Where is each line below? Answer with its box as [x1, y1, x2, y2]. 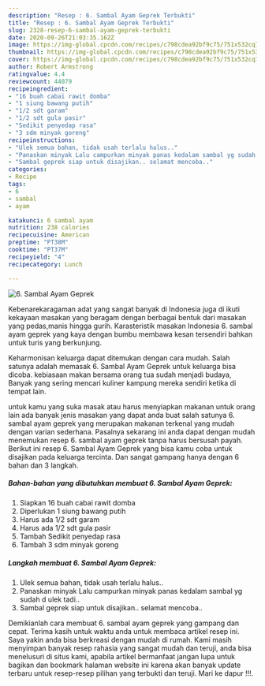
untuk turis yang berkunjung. [8, 337, 103, 347]
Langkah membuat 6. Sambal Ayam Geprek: [8, 558, 157, 568]
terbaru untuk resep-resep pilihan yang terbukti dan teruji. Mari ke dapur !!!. [8, 669, 254, 678]
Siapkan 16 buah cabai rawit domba [19, 498, 136, 508]
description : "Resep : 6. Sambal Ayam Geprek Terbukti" [8, 11, 196, 20]
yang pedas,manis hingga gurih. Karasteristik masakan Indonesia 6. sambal [8, 321, 253, 330]
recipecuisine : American [8, 231, 90, 239]
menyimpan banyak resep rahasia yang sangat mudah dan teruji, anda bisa [8, 643, 252, 653]
